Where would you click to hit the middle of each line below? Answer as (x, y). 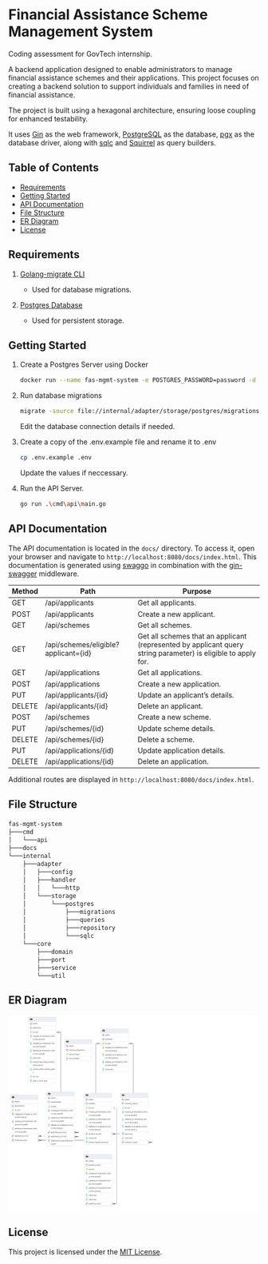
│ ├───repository (69, 928)
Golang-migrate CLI (52, 274)
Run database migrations (61, 395)
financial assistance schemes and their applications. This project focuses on (134, 78)
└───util (51, 976)
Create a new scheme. (174, 717)
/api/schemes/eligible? (82, 645)
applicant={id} (68, 654)
